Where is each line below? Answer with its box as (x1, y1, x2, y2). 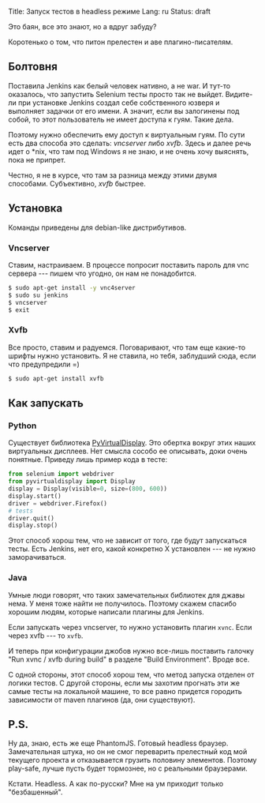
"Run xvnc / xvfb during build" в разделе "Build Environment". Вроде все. (8, 655, 250, 664)
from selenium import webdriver (8, 470, 114, 478)
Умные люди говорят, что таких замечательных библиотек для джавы (8, 590, 245, 599)
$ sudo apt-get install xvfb (8, 374, 104, 382)
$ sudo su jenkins (8, 291, 69, 299)
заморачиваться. (8, 553, 67, 562)
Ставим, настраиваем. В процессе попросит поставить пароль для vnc (8, 260, 250, 269)
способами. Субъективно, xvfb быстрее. (8, 178, 146, 188)
